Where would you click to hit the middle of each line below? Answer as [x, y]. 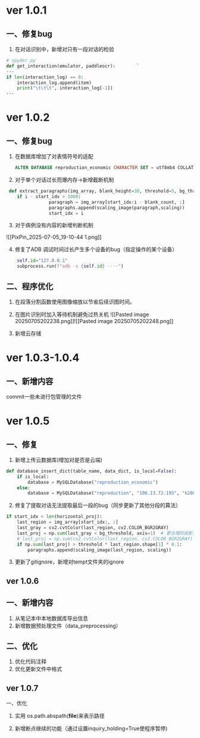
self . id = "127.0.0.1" [42, 261]
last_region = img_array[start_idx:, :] [68, 522]
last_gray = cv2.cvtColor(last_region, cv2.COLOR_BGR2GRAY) [93, 528]
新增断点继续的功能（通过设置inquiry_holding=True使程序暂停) [91, 728]
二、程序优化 [30, 286]
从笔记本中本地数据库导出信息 [51, 618]
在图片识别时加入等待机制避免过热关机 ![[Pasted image [82, 314]
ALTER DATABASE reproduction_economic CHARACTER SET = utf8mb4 [95, 168]
